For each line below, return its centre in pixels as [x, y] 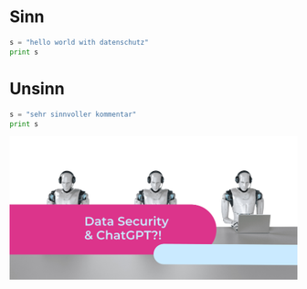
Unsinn [37, 88]
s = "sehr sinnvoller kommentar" [73, 114]
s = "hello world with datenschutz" [79, 42]
